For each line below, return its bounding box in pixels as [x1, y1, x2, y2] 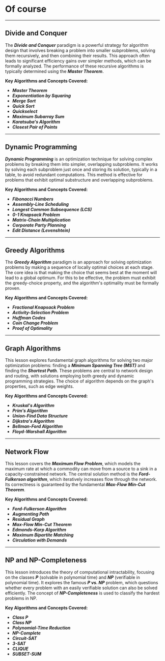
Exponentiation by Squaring [12, 93, 71, 98]
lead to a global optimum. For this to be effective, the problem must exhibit [5, 275, 156, 281]
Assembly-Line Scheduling [12, 201, 69, 207]
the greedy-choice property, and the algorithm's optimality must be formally [5, 280, 159, 286]
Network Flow [5, 447, 49, 456]
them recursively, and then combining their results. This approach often [5, 53, 150, 59]
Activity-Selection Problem [12, 310, 69, 315]
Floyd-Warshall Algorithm [12, 429, 67, 435]
